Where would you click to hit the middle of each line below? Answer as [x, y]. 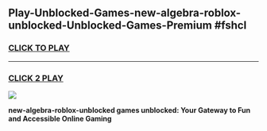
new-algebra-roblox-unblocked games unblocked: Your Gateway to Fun [130, 110]
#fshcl [230, 26]
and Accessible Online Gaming [60, 118]
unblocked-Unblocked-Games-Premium [110, 26]
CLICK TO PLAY [39, 48]
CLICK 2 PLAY [36, 78]
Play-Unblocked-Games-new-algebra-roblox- [124, 13]
